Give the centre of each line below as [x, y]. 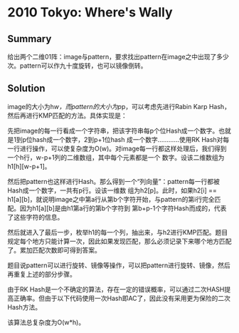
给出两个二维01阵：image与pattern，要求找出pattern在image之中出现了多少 [118, 57]
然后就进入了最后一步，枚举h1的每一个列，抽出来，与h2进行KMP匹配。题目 [118, 232]
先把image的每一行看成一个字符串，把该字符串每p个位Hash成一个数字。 [113, 130]
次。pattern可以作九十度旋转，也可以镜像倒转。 [77, 66]
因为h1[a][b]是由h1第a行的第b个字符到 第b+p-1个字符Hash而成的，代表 [123, 208]
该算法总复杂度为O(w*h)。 [46, 322]
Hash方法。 [24, 307]
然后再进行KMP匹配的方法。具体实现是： [67, 116]
